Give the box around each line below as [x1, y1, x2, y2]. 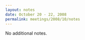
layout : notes [5, 7, 35, 12]
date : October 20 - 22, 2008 [5, 12, 67, 17]
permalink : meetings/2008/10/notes [5, 16, 80, 21]
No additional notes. [5, 30, 47, 36]
